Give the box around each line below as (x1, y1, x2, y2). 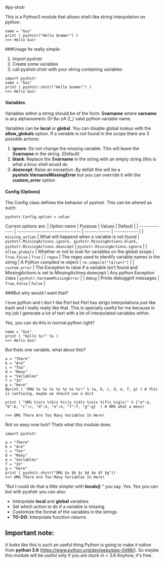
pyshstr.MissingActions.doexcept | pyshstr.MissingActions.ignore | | (5, 243, 147, 249)
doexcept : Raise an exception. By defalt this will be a (12, 166, 121, 173)
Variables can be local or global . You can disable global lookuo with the (5, 125, 152, 131)
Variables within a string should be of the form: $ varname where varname (5, 110, 157, 116)
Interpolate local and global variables (12, 498, 89, 504)
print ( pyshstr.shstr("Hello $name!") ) (5, 84, 92, 89)
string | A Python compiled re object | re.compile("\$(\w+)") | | (5, 259, 134, 265)
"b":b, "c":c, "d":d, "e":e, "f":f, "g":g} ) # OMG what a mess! (5, 404, 145, 409)
